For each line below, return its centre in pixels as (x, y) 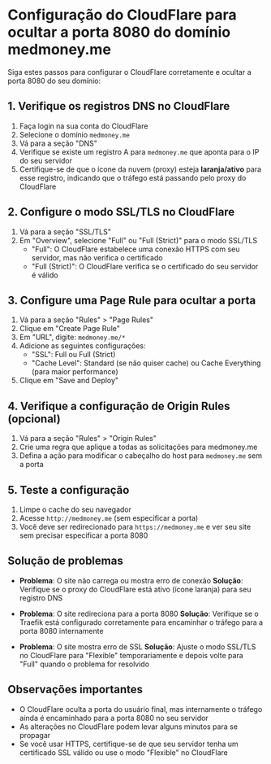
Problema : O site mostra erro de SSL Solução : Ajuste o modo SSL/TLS (138, 646)
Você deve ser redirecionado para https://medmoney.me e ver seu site (135, 527)
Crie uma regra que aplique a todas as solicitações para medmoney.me (138, 447)
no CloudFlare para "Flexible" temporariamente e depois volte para (131, 655)
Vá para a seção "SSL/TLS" (65, 231)
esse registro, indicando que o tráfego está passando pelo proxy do (133, 177)
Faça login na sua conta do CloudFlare (84, 126)
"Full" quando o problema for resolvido (84, 664)
